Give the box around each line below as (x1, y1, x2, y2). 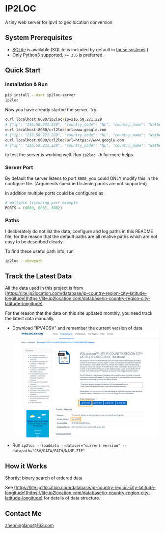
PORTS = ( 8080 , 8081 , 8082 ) (5, 205, 63, 210)
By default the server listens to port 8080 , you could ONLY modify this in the (5, 175, 158, 181)
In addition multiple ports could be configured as (5, 190, 104, 196)
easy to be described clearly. (5, 238, 64, 244)
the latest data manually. (5, 316, 55, 322)
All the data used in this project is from (5, 285, 83, 291)
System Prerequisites (5, 33, 73, 42)
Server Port (5, 164, 33, 171)
